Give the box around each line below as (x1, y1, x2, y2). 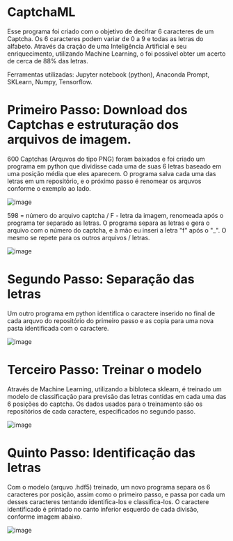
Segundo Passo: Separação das (7, 272, 195, 288)
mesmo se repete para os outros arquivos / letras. (7, 233, 150, 242)
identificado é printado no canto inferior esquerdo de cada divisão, (7, 505, 200, 513)
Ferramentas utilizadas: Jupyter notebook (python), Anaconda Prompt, (7, 70, 210, 79)
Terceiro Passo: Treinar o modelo (7, 362, 202, 377)
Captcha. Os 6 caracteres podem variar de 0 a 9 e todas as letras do (7, 34, 204, 42)
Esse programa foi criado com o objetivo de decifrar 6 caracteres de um (7, 27, 214, 36)
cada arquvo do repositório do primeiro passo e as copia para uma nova (7, 316, 214, 324)
